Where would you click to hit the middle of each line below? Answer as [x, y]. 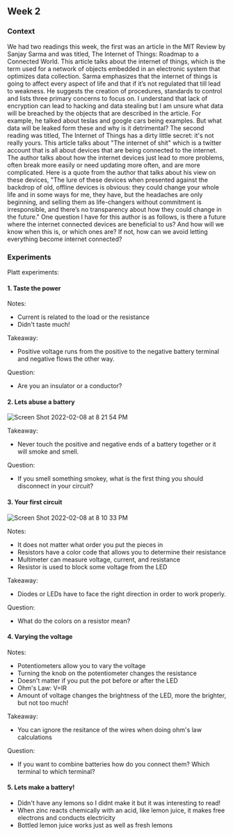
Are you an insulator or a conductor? [70, 386]
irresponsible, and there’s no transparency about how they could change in [114, 209]
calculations [34, 737]
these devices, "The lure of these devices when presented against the [108, 180]
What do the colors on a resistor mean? [74, 621]
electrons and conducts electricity [66, 818]
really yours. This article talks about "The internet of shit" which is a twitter [114, 143]
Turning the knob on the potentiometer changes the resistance [107, 673]
